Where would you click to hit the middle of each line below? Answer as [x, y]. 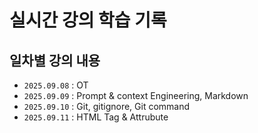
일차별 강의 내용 [55, 60]
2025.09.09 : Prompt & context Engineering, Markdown [136, 95]
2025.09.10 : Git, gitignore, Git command [107, 106]
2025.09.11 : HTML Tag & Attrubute [96, 117]
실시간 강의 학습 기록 [88, 20]
